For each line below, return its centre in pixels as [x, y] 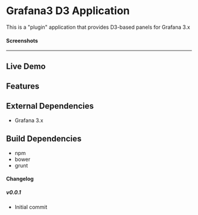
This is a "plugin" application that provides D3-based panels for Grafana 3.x [98, 27]
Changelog [20, 179]
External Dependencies [50, 106]
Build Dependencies [44, 139]
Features [23, 86]
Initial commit [31, 207]
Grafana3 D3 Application [68, 11]
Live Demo [26, 66]
